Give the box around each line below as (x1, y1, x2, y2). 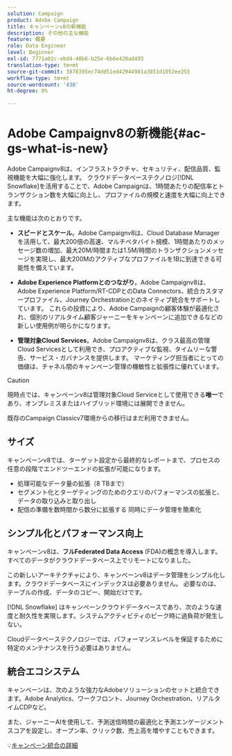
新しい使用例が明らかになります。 (17, 322, 114, 330)
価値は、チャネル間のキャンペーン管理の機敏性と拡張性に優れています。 (17, 362, 223, 371)
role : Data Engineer (7, 42, 67, 49)
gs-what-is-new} (7, 141, 109, 157)
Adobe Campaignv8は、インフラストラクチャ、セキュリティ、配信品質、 (7, 164, 215, 173)
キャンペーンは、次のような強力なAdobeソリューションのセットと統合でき (7, 685, 220, 694)
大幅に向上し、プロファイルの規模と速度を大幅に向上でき (61, 191, 226, 199)
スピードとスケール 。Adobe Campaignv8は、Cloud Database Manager (17, 229, 220, 237)
